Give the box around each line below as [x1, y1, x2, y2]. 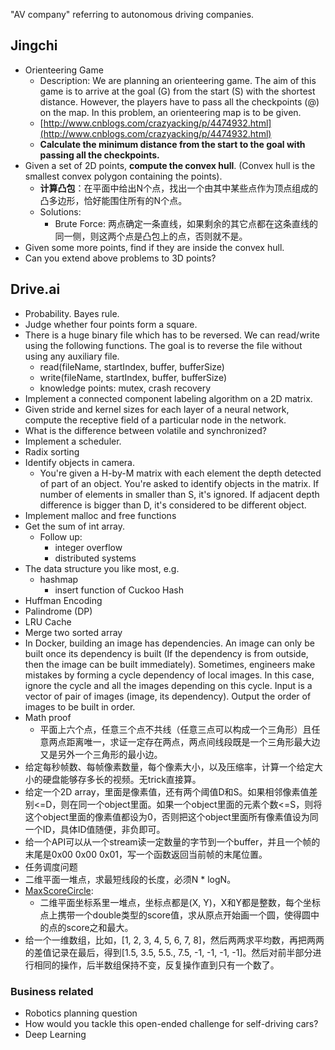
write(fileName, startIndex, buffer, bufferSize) [39, 371, 228, 383]
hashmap [39, 573, 79, 585]
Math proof [24, 711, 72, 723]
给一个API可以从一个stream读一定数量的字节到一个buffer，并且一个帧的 [24, 835, 321, 848]
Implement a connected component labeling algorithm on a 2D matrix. [24, 392, 313, 404]
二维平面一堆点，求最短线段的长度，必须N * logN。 [24, 873, 237, 885]
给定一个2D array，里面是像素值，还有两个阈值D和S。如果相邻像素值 [24, 785, 310, 798]
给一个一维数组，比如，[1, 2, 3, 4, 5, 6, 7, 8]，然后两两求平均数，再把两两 [24, 934, 325, 946]
